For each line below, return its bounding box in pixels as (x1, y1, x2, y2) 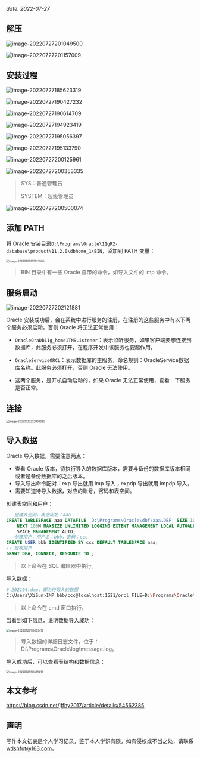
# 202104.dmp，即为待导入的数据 (6, 587, 79, 593)
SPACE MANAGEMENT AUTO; (17, 528, 76, 534)
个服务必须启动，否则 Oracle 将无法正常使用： (6, 324, 120, 331)
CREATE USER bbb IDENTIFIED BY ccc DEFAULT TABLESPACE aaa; (6, 540, 159, 546)
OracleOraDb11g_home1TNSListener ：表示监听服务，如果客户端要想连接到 (14, 336, 192, 344)
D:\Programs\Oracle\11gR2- (51, 241, 118, 247)
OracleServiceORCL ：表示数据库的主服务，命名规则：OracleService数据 (14, 357, 189, 364)
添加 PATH (6, 223, 45, 233)
